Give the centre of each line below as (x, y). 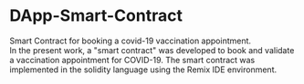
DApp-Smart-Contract (96, 16)
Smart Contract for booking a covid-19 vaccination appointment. (131, 41)
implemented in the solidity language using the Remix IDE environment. (143, 70)
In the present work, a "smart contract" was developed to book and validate (152, 50)
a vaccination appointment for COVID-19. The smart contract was (132, 60)
